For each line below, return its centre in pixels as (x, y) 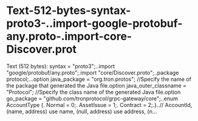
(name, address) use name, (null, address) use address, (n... (82, 111)
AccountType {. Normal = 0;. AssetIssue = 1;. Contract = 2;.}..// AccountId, (99, 105)
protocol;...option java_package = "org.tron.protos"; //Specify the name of (99, 79)
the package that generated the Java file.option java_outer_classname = (97, 85)
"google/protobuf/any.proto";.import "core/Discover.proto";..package (93, 72)
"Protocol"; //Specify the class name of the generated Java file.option (94, 92)
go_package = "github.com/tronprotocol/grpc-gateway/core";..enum (92, 99)
